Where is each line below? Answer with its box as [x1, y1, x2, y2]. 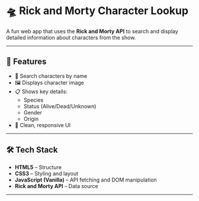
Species [23, 96, 44, 103]
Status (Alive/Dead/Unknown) [23, 102, 97, 109]
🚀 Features [6, 57, 47, 67]
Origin [23, 115, 39, 122]
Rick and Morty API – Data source [14, 182, 99, 189]
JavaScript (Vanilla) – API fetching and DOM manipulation [14, 176, 157, 183]
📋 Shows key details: [14, 87, 68, 95]
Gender [23, 109, 43, 116]
